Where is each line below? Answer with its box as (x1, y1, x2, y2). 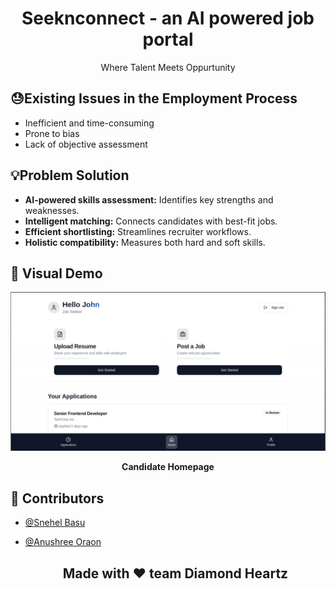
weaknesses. (24, 204, 80, 216)
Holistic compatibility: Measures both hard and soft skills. (24, 236, 266, 248)
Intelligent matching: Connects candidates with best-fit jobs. (24, 215, 278, 227)
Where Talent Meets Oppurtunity (100, 61, 236, 73)
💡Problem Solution (10, 167, 130, 184)
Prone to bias (24, 127, 80, 139)
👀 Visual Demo (10, 265, 103, 282)
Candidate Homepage (121, 461, 215, 473)
